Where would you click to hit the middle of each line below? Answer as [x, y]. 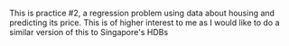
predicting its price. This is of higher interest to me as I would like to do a [144, 23]
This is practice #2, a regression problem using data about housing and [142, 13]
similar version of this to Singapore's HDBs [89, 32]
